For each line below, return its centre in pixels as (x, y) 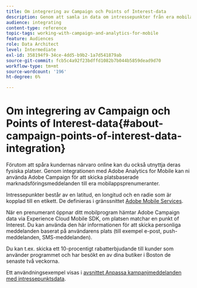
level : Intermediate (31, 50)
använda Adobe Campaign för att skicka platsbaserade (72, 177)
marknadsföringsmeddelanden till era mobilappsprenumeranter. (83, 184)
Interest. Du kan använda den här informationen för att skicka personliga (94, 225)
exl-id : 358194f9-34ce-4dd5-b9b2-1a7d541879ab (64, 55)
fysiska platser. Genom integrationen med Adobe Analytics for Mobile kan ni (98, 171)
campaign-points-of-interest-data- (94, 136)
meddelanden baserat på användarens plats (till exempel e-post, (84, 231)
